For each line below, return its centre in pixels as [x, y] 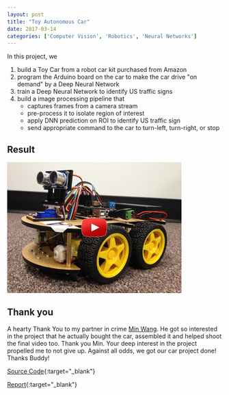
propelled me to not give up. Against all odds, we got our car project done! [112, 351]
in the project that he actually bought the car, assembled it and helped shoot [114, 336]
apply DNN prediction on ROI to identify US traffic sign [104, 120]
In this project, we [32, 56]
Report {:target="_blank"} [42, 384]
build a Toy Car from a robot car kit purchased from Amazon [102, 70]
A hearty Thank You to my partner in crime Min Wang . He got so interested [112, 329]
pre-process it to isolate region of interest [86, 114]
